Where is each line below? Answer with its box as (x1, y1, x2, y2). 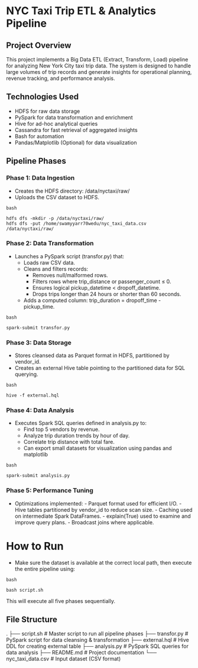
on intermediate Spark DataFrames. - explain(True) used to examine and (14, 513, 191, 520)
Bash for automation (14, 132, 64, 140)
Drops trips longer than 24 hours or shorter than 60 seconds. (32, 290, 181, 297)
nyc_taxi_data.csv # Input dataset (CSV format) (6, 655, 121, 663)
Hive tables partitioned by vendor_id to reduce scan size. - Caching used (14, 506, 193, 513)
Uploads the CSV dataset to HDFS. (14, 193, 99, 200)
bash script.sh (6, 587, 44, 593)
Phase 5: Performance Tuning (6, 487, 93, 495)
